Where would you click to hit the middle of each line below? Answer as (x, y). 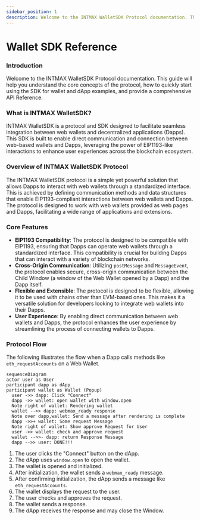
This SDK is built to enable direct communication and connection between (97, 139)
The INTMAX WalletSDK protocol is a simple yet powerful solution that (92, 180)
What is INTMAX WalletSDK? (49, 113)
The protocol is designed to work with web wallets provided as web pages (97, 205)
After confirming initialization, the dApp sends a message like (90, 479)
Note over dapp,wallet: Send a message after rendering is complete (98, 416)
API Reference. (24, 97)
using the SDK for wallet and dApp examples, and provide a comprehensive (99, 91)
